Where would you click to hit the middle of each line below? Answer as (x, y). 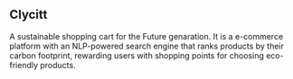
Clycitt (28, 15)
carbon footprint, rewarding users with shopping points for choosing (137, 55)
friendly (24, 65)
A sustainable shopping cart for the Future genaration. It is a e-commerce (146, 36)
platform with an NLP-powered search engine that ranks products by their (147, 46)
